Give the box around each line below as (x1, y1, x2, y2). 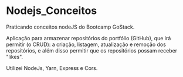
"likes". (6, 53, 23, 60)
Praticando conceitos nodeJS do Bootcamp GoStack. (6, 23, 135, 30)
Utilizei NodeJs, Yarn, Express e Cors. (6, 64, 98, 71)
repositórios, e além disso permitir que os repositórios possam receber (6, 47, 178, 54)
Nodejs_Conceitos (6, 4, 97, 17)
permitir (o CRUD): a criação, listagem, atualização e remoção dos (6, 41, 166, 48)
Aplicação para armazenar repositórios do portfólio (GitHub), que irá (6, 34, 171, 41)
